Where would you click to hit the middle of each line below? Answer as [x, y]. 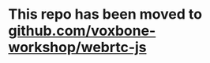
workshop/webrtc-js [77, 47]
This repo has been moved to [105, 14]
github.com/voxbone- [82, 31]
